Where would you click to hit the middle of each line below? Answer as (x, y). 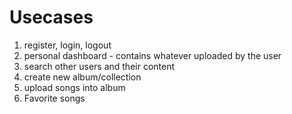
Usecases (51, 17)
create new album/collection (82, 77)
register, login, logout (67, 45)
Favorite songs (54, 98)
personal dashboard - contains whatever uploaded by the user (152, 55)
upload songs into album (74, 87)
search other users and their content (99, 66)
